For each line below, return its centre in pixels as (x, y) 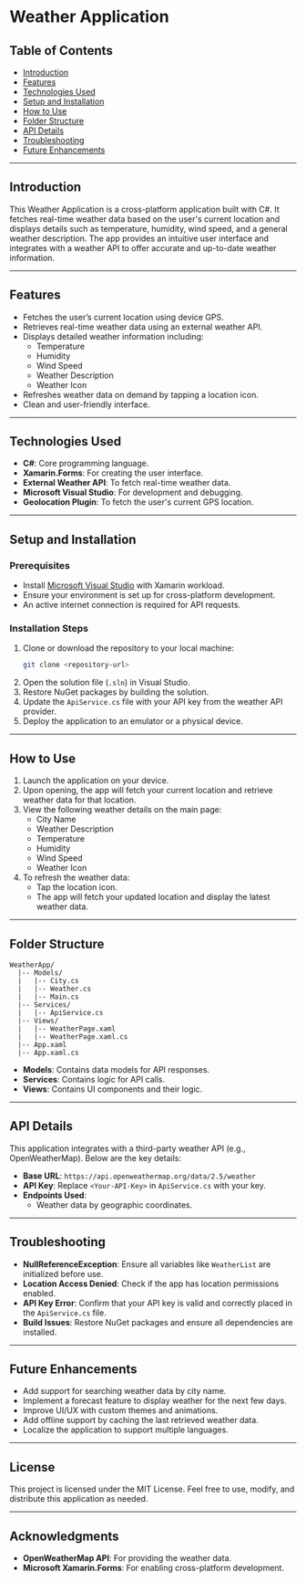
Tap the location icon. (77, 887)
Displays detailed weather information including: (113, 336)
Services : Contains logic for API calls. (94, 1079)
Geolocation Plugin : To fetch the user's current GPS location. (138, 502)
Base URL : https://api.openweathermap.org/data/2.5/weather (139, 1176)
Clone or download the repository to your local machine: (128, 648)
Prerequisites (40, 565)
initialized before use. (63, 1273)
